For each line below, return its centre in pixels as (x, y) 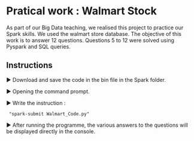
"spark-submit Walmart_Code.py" (49, 114)
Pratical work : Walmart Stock (81, 11)
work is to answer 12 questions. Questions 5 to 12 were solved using (90, 40)
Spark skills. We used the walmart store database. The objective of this (94, 33)
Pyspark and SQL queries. (38, 47)
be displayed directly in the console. (51, 131)
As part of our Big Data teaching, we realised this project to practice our (95, 27)
